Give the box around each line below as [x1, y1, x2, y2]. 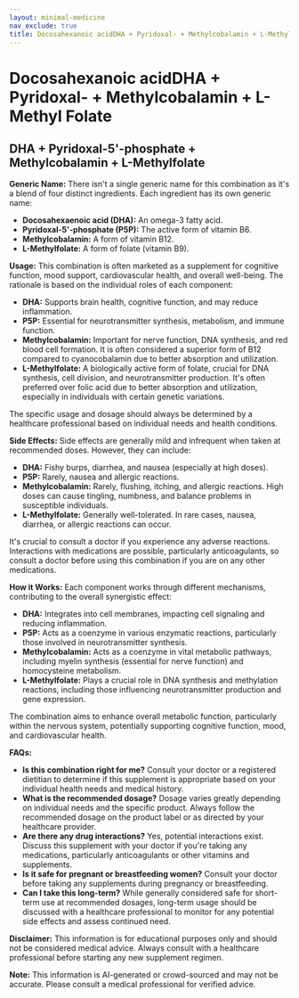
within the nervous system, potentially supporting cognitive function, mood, [9, 721, 287, 732]
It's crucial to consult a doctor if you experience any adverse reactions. [9, 536, 271, 547]
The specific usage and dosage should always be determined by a [9, 409, 254, 420]
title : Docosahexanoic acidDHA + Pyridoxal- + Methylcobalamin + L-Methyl [9, 29, 293, 38]
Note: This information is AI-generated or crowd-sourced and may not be [9, 969, 279, 980]
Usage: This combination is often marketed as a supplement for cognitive [9, 260, 279, 272]
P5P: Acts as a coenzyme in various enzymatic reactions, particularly [21, 627, 278, 638]
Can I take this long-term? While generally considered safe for [21, 888, 254, 898]
